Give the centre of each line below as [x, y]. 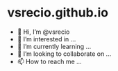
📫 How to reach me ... [49, 61]
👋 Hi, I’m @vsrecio [43, 32]
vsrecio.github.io [58, 13]
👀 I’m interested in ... [47, 39]
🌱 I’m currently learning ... [54, 46]
